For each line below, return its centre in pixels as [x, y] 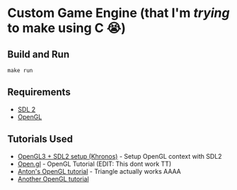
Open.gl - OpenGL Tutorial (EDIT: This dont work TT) [94, 164]
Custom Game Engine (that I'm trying [118, 13]
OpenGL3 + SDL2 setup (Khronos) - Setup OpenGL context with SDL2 [120, 156]
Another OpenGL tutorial [53, 179]
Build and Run [38, 54]
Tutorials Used [40, 139]
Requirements [39, 93]
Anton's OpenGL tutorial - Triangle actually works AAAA [99, 171]
